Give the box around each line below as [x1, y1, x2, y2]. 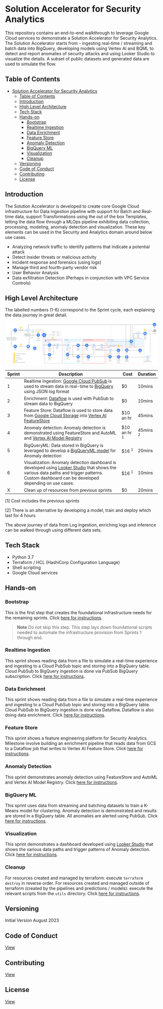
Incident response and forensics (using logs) [12, 259, 102, 265]
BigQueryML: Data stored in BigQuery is [24, 443, 103, 448]
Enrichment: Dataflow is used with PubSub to [24, 395, 114, 401]
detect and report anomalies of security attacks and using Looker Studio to [5, 50, 155, 57]
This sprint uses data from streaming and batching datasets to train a [5, 803, 143, 809]
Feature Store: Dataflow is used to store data [24, 407, 113, 413]
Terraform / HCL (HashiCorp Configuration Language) [12, 559, 120, 565]
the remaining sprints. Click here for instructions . [5, 615, 103, 621]
